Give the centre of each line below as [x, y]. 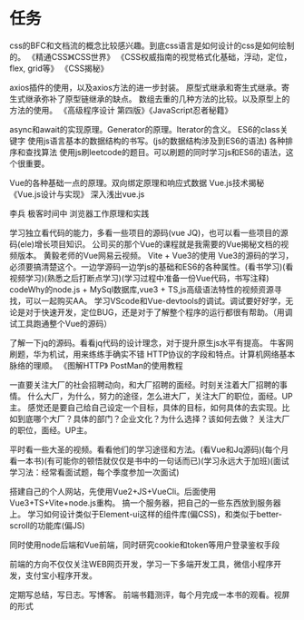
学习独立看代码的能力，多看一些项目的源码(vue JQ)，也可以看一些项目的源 [149, 232]
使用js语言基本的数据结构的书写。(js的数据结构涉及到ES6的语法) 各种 [156, 141]
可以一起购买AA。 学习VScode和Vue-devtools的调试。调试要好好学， [155, 300]
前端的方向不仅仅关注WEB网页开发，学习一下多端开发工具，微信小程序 [142, 564]
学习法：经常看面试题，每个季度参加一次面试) [94, 472]
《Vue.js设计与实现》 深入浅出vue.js [77, 194]
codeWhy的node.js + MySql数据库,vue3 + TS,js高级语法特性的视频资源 [142, 289]
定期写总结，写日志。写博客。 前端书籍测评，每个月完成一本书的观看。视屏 [150, 595]
